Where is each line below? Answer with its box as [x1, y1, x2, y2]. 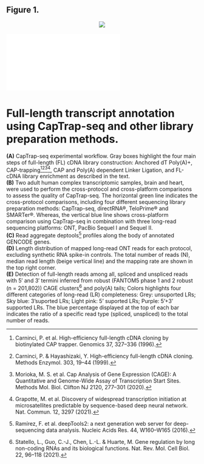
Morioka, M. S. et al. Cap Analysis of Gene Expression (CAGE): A [15, 370, 177, 378]
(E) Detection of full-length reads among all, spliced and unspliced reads [6, 270, 188, 278]
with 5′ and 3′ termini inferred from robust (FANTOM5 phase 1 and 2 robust [6, 277, 193, 284]
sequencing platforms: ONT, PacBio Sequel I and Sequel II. [6, 224, 153, 231]
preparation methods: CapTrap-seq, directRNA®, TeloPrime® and [6, 205, 169, 212]
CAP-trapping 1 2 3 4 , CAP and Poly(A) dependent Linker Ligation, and [6, 165, 175, 174]
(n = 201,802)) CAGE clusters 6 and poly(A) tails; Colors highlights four [6, 284, 182, 292]
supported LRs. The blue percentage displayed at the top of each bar [6, 304, 179, 311]
